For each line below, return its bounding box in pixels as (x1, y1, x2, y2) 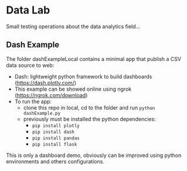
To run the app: (14, 98, 52, 105)
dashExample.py (23, 110, 60, 116)
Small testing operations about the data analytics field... (6, 23, 141, 30)
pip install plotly (32, 122, 80, 129)
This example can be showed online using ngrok (14, 85, 132, 93)
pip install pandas (32, 135, 80, 141)
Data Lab (6, 4, 50, 17)
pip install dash (32, 129, 74, 135)
